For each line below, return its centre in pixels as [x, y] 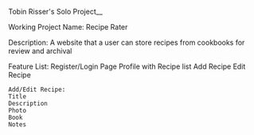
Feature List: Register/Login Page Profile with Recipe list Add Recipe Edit [127, 66]
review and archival [40, 51]
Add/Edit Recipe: [37, 89]
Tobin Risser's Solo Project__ [56, 12]
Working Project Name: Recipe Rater [68, 27]
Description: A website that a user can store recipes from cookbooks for [127, 42]
